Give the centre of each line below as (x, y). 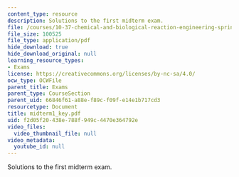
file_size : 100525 (34, 34)
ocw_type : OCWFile (34, 80)
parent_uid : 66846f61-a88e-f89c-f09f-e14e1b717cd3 (84, 101)
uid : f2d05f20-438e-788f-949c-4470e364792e (73, 120)
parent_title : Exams (38, 87)
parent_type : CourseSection (49, 93)
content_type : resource (43, 14)
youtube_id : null (39, 147)
